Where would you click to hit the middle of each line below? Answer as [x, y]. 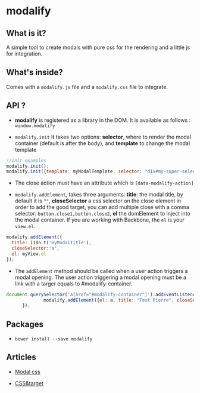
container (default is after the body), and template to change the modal [102, 143]
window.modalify [35, 126]
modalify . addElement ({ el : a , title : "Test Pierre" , [109, 300]
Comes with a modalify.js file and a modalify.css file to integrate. [87, 87]
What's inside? [35, 73]
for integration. [24, 54]
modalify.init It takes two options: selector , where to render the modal [103, 137]
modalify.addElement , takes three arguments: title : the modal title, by [99, 195]
